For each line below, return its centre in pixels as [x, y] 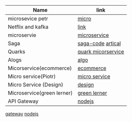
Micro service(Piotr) [32, 77]
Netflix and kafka [28, 27]
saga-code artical [99, 43]
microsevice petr [28, 19]
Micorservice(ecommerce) [40, 68]
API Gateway [23, 101]
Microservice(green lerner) [40, 93]
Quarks [17, 52]
